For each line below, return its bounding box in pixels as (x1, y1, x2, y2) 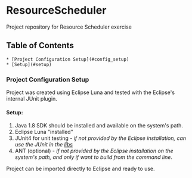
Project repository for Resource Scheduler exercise (6, 23, 132, 30)
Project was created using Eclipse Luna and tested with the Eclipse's (6, 89, 175, 96)
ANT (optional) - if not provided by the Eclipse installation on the (14, 147, 174, 155)
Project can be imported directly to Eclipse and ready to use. (6, 165, 155, 173)
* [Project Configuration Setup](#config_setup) (6, 56, 129, 63)
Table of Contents (6, 40, 75, 51)
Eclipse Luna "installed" (14, 129, 73, 136)
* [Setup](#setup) (6, 61, 52, 67)
